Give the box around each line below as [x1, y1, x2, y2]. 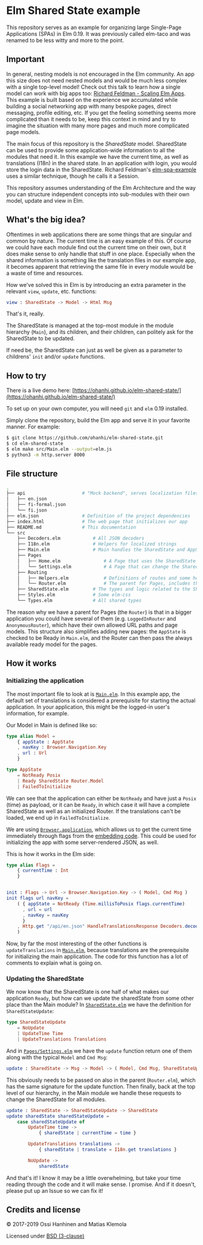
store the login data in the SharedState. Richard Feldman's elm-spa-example [6, 166, 196, 173]
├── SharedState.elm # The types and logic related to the [17, 586, 190, 592]
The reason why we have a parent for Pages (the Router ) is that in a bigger [6, 608, 192, 616]
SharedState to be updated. [6, 335, 75, 342]
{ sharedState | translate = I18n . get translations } [38, 1147, 177, 1153]
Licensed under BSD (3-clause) [6, 1232, 85, 1240]
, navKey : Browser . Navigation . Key [17, 744, 107, 751]
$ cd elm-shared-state [6, 440, 63, 447]
